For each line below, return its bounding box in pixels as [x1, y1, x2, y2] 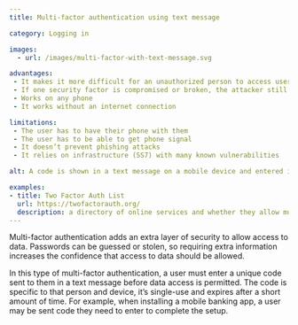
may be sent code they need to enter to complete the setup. [9, 306, 229, 316]
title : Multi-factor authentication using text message [9, 12, 220, 22]
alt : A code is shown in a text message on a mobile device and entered [9, 167, 284, 176]
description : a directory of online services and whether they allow [17, 207, 279, 217]
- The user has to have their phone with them [12, 126, 189, 135]
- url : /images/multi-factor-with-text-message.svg [17, 53, 213, 62]
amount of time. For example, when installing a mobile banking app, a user [9, 296, 281, 306]
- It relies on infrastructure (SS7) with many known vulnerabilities [12, 151, 279, 160]
